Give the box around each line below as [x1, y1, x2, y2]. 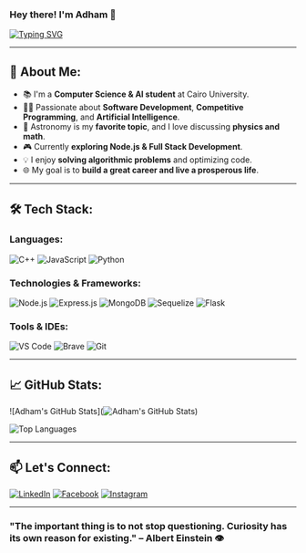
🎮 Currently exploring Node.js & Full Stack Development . [22, 141, 243, 152]
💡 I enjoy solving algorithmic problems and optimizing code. [22, 154, 252, 165]
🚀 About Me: [9, 64, 82, 79]
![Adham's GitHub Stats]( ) [9, 406, 199, 417]
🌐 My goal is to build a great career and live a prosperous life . [22, 164, 260, 176]
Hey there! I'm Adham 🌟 [9, 8, 117, 21]
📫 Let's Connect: [9, 460, 111, 475]
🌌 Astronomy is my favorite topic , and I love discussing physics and [22, 121, 280, 132]
